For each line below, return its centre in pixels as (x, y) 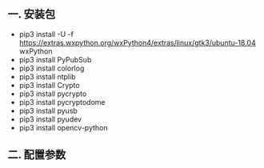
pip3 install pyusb (48, 110)
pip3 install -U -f (46, 34)
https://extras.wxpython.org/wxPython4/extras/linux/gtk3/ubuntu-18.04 (138, 42)
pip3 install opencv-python (63, 127)
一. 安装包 (32, 14)
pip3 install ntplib (47, 76)
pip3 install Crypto (50, 85)
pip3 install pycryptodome (62, 102)
